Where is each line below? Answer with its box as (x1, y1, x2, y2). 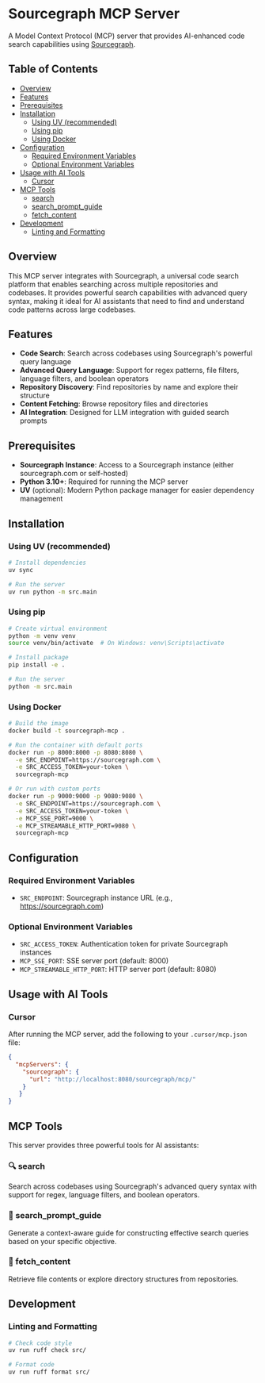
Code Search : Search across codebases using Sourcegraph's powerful (19, 348, 253, 358)
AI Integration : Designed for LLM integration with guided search (19, 408, 229, 417)
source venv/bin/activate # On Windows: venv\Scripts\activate (8, 640, 225, 647)
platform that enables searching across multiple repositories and (8, 279, 218, 289)
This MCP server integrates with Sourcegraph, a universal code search (8, 271, 240, 280)
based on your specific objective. (8, 1236, 117, 1246)
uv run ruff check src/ (8, 1347, 87, 1354)
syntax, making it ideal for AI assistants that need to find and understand (8, 296, 245, 305)
